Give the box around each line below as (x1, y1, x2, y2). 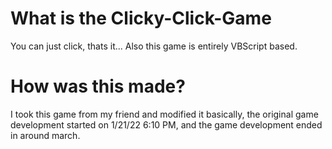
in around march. (10, 129, 81, 141)
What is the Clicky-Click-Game (10, 7, 272, 30)
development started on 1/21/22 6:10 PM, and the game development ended (10, 118, 323, 131)
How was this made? (10, 75, 186, 98)
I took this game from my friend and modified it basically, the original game (10, 108, 319, 120)
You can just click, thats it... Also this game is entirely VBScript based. (10, 40, 298, 52)
